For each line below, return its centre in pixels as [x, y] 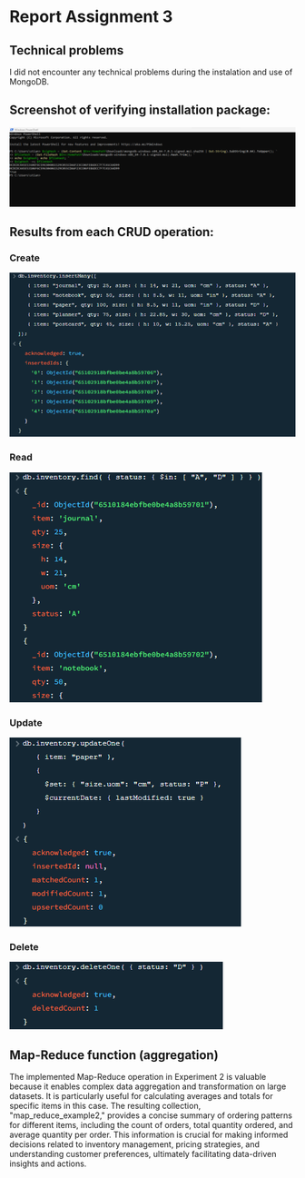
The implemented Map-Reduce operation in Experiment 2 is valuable [138, 1077]
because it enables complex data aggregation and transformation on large [148, 1086]
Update [26, 722]
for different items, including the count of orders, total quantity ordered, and [151, 1125]
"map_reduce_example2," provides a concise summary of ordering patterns [151, 1115]
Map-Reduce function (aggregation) [114, 1055]
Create [25, 258]
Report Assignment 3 [91, 17]
